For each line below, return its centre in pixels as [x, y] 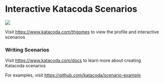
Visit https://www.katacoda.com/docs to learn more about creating [73, 60]
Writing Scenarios [27, 50]
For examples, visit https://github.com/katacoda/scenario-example [73, 75]
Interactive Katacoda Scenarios [71, 9]
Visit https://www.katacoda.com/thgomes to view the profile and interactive [82, 32]
